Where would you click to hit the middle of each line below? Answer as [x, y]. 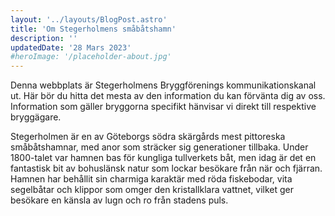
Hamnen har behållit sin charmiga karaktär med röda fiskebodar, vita [151, 179]
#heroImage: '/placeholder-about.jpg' [91, 57]
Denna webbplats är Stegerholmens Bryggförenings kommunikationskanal [163, 85]
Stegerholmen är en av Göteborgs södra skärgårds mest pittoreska [148, 137]
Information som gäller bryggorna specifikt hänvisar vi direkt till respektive [163, 107]
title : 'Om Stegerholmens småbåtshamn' [93, 29]
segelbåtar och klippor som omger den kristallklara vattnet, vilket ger [152, 190]
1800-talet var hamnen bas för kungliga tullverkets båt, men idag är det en [163, 158]
